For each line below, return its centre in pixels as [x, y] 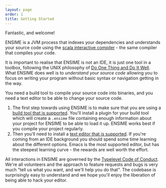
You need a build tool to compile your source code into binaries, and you [79, 93]
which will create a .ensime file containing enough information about [82, 118]
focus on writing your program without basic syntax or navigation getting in [82, 78]
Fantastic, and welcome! [30, 33]
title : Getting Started [30, 19]
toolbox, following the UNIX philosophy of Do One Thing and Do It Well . [78, 68]
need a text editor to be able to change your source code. [64, 98]
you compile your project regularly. [48, 129]
